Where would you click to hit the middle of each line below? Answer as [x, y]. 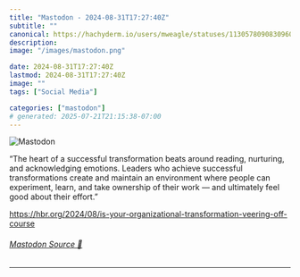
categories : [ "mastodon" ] [57, 108]
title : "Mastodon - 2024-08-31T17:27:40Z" [89, 17]
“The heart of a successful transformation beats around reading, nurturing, [147, 159]
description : [33, 42]
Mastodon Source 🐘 [46, 244]
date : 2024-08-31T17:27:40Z [62, 67]
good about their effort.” [54, 197]
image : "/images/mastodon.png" [67, 51]
